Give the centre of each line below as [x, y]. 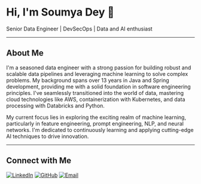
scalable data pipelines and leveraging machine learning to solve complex [97, 73]
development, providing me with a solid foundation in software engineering [99, 87]
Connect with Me [39, 161]
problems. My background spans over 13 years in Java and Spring [88, 80]
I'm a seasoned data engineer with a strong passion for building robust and [99, 68]
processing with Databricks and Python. [55, 105]
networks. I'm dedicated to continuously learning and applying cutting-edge [100, 130]
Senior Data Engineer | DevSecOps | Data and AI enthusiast [79, 29]
